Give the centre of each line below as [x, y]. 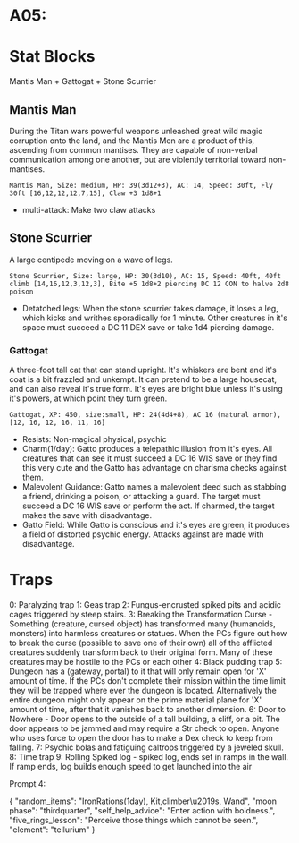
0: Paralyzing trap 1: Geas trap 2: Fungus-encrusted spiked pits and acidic [145, 604]
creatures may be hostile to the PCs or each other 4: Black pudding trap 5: [146, 661]
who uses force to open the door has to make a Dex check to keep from [141, 737]
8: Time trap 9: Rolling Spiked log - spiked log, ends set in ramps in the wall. [149, 756]
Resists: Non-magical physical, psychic [94, 439]
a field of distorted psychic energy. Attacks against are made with [143, 534]
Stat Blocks [52, 57]
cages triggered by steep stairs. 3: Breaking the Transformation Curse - [141, 614]
